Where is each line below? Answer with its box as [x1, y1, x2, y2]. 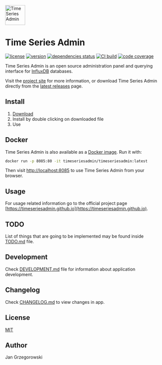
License [5, 313, 30, 322]
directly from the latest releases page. [5, 83, 83, 89]
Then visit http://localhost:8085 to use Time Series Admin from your [5, 168, 145, 174]
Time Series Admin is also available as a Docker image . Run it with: [5, 149, 142, 155]
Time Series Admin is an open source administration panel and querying [5, 63, 153, 69]
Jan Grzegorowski [5, 354, 43, 360]
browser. [5, 173, 23, 179]
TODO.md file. [5, 239, 34, 245]
